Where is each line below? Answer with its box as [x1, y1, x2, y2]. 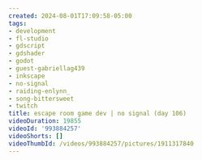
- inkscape [8, 72, 45, 80]
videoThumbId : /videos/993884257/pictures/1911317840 [8, 139, 195, 148]
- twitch [8, 102, 38, 110]
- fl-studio [8, 34, 49, 43]
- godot [8, 57, 35, 65]
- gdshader [8, 49, 45, 57]
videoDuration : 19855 [8, 117, 82, 125]
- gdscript [8, 42, 45, 50]
